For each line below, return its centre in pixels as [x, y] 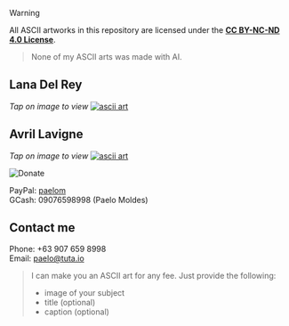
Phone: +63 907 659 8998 [58, 249]
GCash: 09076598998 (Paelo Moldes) [79, 200]
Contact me [42, 228]
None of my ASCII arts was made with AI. [106, 57]
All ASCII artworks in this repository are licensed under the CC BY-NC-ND [144, 30]
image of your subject [84, 293]
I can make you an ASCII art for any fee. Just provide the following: [153, 276]
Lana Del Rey [46, 85]
